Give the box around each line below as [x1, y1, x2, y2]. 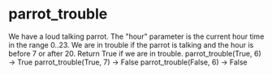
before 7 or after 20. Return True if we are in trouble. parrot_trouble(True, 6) [8, 48, 261, 58]
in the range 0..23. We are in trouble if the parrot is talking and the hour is [8, 40, 254, 49]
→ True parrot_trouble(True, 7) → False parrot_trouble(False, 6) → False [8, 57, 248, 67]
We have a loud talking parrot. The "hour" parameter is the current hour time [8, 31, 265, 41]
